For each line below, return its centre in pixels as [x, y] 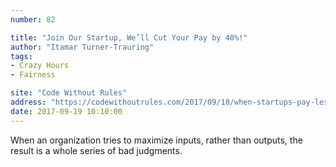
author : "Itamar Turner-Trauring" [82, 47]
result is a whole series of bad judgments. [96, 150]
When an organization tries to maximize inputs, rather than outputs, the [156, 140]
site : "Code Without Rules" [69, 93]
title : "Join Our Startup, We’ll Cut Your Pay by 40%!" [129, 37]
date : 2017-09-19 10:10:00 [66, 111]
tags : [21, 56]
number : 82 [33, 19]
